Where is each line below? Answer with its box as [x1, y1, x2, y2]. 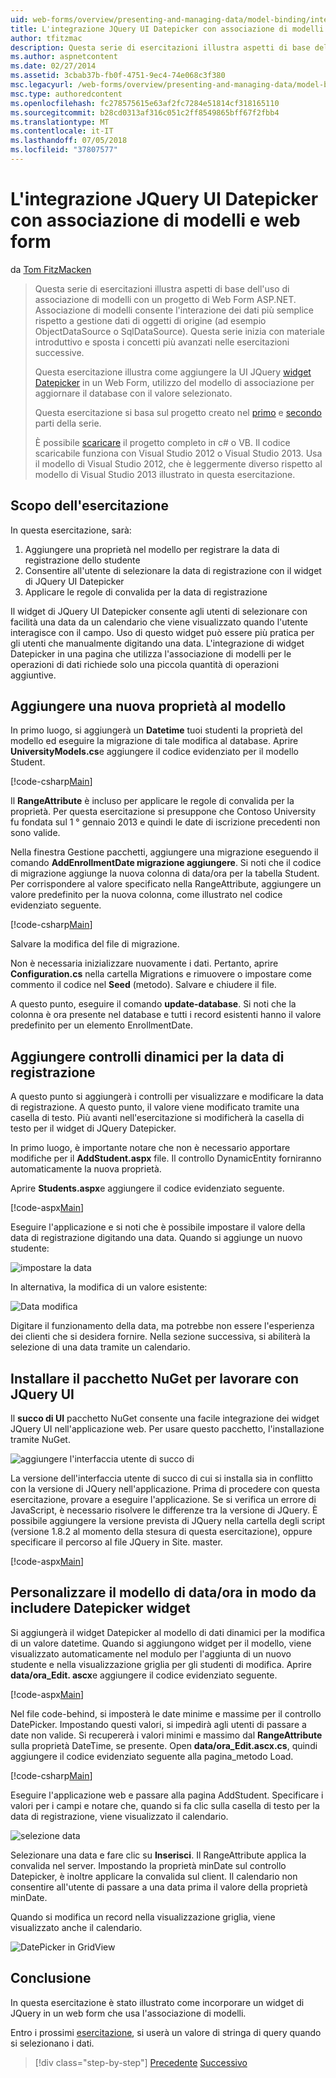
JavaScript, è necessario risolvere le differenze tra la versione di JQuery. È [10, 1504, 318, 1516]
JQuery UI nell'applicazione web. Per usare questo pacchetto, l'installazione [10, 1423, 325, 1435]
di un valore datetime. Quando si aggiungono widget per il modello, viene [10, 1637, 312, 1649]
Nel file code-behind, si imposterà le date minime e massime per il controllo [10, 1707, 322, 1720]
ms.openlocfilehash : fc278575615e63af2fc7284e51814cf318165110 [10, 98, 280, 108]
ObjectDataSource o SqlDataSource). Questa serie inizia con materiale [34, 325, 325, 337]
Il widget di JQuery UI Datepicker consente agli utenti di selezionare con [10, 605, 308, 617]
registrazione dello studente [24, 554, 141, 566]
